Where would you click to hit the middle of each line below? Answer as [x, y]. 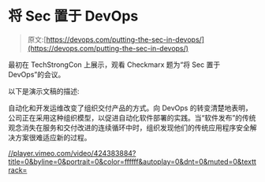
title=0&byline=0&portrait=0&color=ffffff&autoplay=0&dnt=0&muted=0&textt [132, 162]
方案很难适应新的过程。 [53, 137]
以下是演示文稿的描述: [44, 91]
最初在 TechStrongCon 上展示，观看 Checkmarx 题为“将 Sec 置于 [114, 65]
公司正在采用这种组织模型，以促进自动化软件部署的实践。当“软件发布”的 [125, 117]
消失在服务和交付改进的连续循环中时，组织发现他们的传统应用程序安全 [136, 128]
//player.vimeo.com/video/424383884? [72, 153]
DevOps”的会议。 [37, 74]
